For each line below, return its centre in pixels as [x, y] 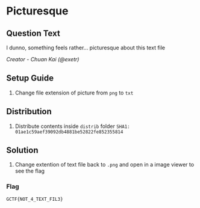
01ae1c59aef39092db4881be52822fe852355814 [69, 132]
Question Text [33, 33]
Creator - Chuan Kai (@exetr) [43, 59]
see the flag [30, 171]
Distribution [29, 112]
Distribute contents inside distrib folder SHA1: [73, 126]
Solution [22, 151]
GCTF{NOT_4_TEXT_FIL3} [35, 199]
